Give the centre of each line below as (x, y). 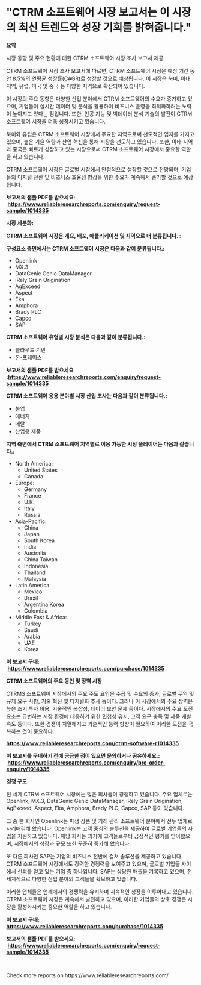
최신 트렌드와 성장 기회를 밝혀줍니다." (105, 27)
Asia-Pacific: (31, 521)
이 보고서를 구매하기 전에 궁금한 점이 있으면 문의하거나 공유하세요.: (83, 755)
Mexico (33, 592)
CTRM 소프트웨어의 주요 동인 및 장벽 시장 (54, 681)
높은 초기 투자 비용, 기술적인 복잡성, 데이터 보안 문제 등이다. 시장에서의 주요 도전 (100, 708)
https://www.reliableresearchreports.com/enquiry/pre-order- (86, 762)
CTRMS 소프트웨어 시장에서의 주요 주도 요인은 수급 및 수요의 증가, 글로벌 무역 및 (100, 693)
